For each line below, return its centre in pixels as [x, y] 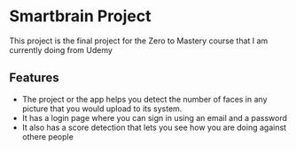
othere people [47, 136]
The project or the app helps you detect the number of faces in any [144, 99]
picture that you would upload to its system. [102, 109]
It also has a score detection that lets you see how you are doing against [154, 127]
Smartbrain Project [81, 16]
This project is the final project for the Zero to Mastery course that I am [139, 41]
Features [34, 78]
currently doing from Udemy [61, 49]
